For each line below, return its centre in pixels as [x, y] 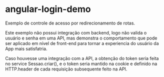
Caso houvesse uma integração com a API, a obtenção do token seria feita [82, 58]
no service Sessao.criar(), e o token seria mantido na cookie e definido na [81, 63]
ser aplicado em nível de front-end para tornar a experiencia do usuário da [82, 43]
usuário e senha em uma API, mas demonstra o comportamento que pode [81, 38]
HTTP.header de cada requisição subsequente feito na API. [66, 69]
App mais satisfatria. [26, 48]
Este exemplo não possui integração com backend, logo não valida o [76, 32]
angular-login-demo [48, 9]
